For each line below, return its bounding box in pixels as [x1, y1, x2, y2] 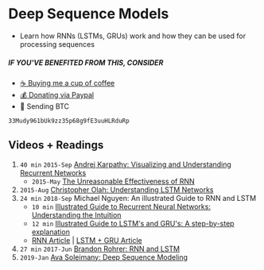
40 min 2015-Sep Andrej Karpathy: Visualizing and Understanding [19, 160, 232, 169]
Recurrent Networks [19, 168, 87, 177]
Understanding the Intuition [31, 210, 122, 219]
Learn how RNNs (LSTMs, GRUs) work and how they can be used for [19, 31, 247, 40]
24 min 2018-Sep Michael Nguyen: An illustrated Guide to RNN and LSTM [19, 193, 257, 202]
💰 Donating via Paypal [19, 90, 95, 99]
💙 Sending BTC [19, 101, 70, 111]
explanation [31, 227, 70, 237]
